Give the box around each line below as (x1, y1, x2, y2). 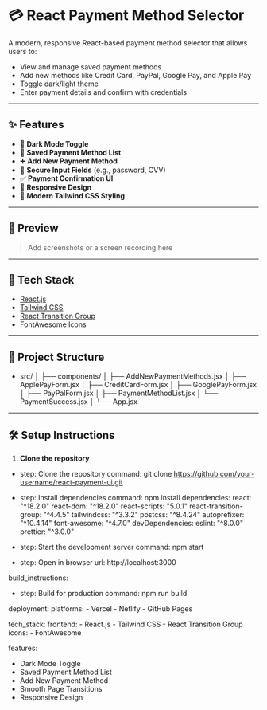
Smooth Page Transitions (19, 685, 103, 693)
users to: (8, 46, 37, 56)
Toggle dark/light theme (19, 79, 99, 88)
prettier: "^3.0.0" (19, 527, 75, 536)
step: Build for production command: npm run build (19, 589, 188, 598)
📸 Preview (8, 222, 59, 235)
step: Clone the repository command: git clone (19, 469, 172, 478)
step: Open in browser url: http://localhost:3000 (19, 558, 176, 567)
